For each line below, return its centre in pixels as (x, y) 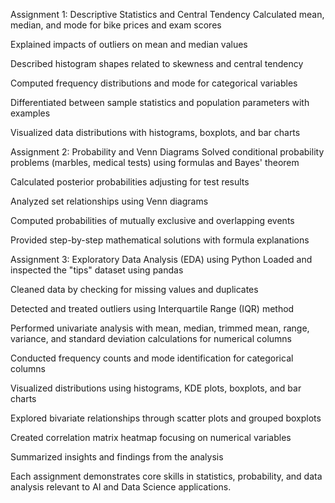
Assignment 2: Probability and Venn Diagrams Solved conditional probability (167, 152)
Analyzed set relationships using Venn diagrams (109, 201)
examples (30, 113)
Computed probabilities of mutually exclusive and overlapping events (152, 220)
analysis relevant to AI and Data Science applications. (121, 487)
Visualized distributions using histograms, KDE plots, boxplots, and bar (156, 388)
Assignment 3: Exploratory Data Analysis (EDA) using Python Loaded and (161, 259)
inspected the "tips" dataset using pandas (97, 270)
